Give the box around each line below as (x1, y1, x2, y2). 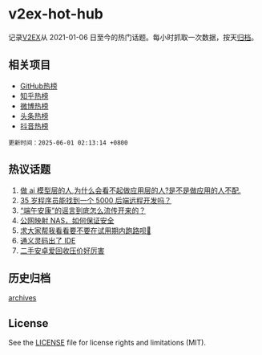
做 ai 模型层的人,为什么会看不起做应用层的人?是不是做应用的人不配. (19, 186, 242, 195)
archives (8, 293, 37, 303)
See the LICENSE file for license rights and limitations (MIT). (8, 338, 207, 348)
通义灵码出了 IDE (19, 235, 76, 245)
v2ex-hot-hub (8, 5, 104, 23)
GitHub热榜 (19, 81, 58, 91)
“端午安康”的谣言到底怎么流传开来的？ (19, 206, 147, 215)
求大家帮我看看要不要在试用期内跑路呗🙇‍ (19, 226, 151, 235)
